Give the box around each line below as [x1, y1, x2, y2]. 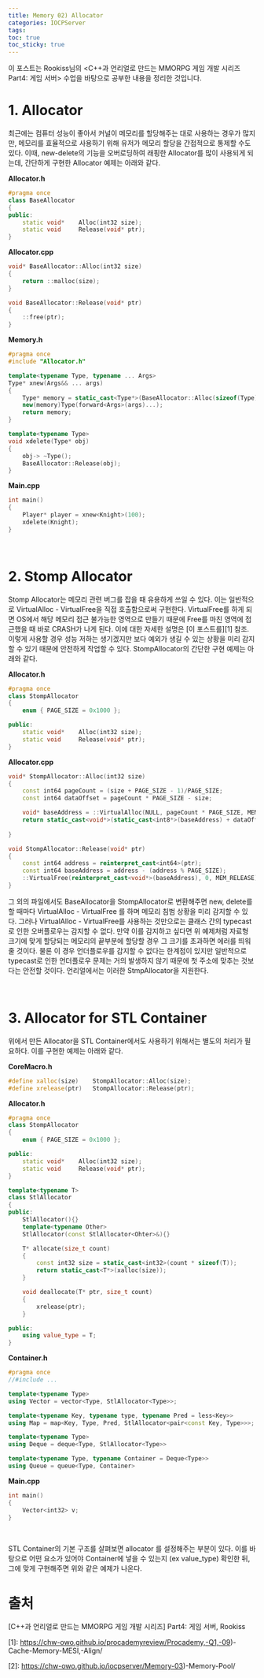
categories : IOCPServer [8, 19, 86, 27]
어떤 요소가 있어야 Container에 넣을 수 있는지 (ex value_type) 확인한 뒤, [28, 1554, 251, 1564]
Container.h [8, 1353, 49, 1363]
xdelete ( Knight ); [22, 518, 79, 526]
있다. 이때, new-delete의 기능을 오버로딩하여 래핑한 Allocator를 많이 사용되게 [8, 148, 246, 158]
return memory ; [22, 408, 72, 416]
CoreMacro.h [8, 1061, 53, 1071]
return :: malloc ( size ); [22, 277, 101, 285]
